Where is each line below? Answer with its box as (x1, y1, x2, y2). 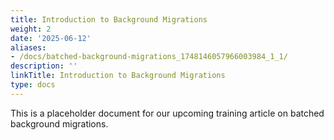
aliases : (10, 42, 47, 53)
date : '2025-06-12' (10, 33, 92, 43)
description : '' (10, 61, 78, 71)
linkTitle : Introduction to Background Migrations (10, 71, 226, 81)
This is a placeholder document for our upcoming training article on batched (10, 107, 325, 119)
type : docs (10, 80, 56, 90)
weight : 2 (10, 24, 52, 34)
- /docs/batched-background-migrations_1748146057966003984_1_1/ (10, 52, 288, 62)
